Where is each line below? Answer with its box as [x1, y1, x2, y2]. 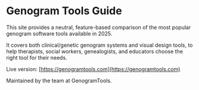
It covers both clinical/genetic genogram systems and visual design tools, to [6, 41, 193, 49]
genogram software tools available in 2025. [6, 30, 113, 37]
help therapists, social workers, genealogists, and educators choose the [6, 47, 184, 54]
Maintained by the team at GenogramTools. [6, 77, 112, 84]
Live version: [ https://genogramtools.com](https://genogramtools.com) [6, 65, 181, 72]
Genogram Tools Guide [6, 4, 122, 18]
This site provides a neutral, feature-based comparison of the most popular [6, 24, 191, 31]
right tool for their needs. [6, 54, 67, 61]
